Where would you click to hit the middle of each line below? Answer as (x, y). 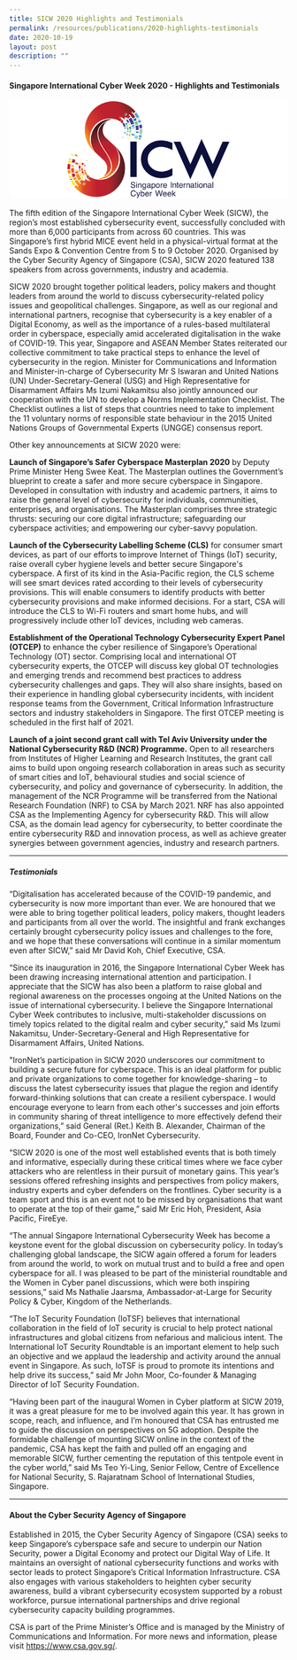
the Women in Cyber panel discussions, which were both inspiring (129, 1283)
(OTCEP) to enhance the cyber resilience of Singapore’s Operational (133, 648)
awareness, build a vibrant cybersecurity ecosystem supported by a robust (146, 1591)
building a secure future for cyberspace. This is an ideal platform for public (145, 1070)
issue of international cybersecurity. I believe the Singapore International (141, 1005)
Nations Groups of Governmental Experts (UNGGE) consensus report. (136, 428)
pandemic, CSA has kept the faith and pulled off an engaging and (128, 1449)
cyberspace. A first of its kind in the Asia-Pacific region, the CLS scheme (142, 574)
